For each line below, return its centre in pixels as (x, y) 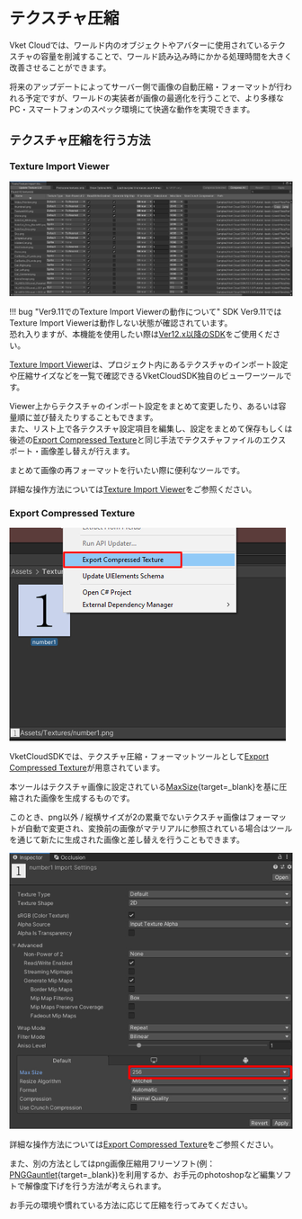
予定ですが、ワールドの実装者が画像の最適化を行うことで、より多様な (155, 98)
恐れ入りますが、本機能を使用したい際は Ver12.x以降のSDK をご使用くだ (141, 335)
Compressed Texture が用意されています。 (87, 768)
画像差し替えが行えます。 (87, 452)
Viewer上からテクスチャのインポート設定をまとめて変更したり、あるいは (144, 407)
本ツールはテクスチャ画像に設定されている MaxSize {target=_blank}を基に (144, 787)
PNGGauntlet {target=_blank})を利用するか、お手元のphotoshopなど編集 (142, 1175)
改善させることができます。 (60, 67)
